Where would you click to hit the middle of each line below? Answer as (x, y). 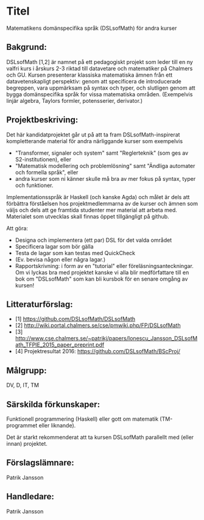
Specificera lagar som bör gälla (54, 246)
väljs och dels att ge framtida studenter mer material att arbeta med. (92, 210)
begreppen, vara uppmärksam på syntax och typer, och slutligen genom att (101, 88)
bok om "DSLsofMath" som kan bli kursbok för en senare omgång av (101, 279)
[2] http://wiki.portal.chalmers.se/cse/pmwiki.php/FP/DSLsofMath (98, 325)
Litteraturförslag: (40, 304)
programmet (22, 425)
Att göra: (17, 228)
